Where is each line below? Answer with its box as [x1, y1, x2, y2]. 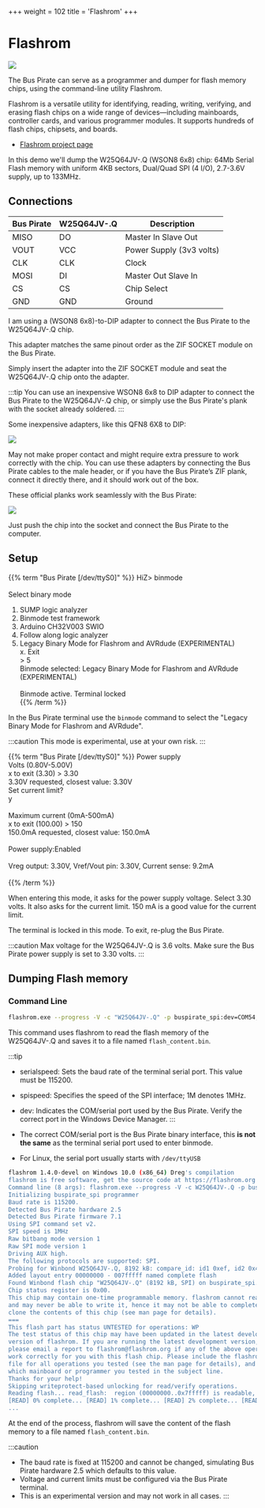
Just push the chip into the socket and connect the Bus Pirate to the [8, 520, 229, 529]
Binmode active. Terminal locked [19, 688, 126, 699]
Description [149, 218, 195, 229]
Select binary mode [8, 589, 72, 599]
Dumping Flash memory [8, 972, 129, 985]
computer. [8, 529, 42, 538]
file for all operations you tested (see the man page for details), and [8, 1360, 256, 1368]
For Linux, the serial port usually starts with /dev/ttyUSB [19, 1154, 201, 1163]
